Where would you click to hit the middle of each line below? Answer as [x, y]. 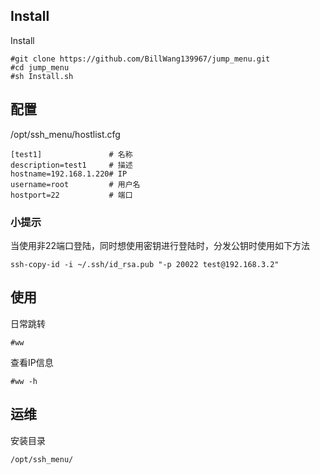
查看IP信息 [32, 362]
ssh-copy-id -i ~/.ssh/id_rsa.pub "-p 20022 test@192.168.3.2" [145, 264]
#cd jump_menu [40, 67]
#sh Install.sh [42, 76]
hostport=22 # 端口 [71, 195]
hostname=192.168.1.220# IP [69, 174]
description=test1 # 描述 [71, 165]
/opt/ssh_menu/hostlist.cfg [65, 134]
